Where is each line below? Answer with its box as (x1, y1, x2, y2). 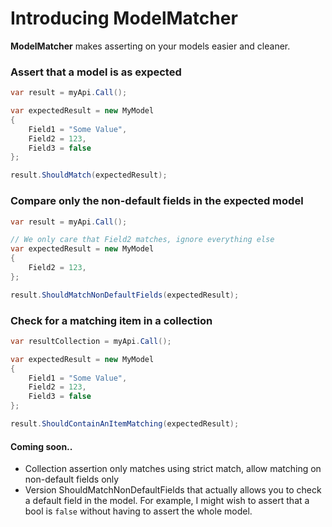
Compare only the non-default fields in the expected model (10, 194, 304, 208)
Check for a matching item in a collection (10, 313, 213, 327)
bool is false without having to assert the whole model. (24, 505, 253, 517)
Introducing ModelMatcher (10, 7, 238, 30)
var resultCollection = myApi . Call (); (10, 336, 172, 346)
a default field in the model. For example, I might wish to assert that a (24, 495, 310, 507)
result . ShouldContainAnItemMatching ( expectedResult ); (10, 419, 240, 429)
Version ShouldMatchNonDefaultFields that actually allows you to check (24, 484, 322, 496)
